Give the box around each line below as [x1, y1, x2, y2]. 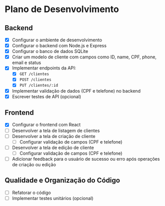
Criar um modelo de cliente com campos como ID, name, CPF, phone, [12, 54, 157, 60]
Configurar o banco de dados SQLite [12, 48, 89, 54]
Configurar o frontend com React [12, 122, 81, 128]
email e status [12, 59, 41, 66]
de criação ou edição [12, 161, 56, 167]
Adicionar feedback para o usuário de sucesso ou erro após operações [12, 156, 160, 162]
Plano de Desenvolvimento [5, 4, 119, 15]
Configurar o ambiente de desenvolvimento [12, 37, 103, 43]
